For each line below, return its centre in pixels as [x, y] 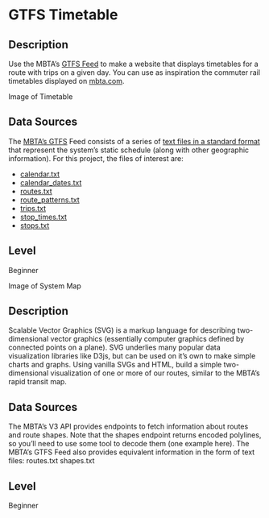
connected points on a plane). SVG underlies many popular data [115, 347]
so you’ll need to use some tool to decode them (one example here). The [129, 444]
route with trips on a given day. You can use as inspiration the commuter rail [134, 73]
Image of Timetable [41, 97]
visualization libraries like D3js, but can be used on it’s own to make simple [132, 356]
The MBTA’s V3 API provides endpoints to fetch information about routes [128, 427]
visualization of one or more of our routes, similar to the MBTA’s [155, 373]
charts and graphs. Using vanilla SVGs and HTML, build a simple [115, 365]
